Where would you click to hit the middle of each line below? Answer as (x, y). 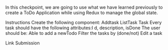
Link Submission (22, 43)
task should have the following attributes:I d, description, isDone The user (83, 28)
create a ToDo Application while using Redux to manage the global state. (82, 13)
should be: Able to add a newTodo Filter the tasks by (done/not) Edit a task (84, 33)
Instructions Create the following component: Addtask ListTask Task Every (83, 22)
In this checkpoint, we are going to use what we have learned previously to (84, 7)
